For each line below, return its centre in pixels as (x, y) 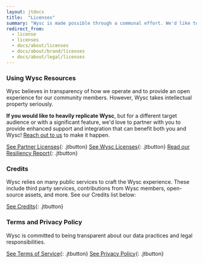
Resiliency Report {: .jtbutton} (42, 153)
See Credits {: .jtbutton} (35, 207)
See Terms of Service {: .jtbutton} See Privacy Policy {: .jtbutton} (85, 253)
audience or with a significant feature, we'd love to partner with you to (94, 122)
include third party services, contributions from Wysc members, (86, 189)
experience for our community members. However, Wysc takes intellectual (99, 97)
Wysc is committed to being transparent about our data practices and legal (99, 235)
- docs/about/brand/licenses (48, 51)
